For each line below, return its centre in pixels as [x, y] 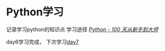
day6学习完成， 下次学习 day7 [43, 42]
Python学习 [35, 12]
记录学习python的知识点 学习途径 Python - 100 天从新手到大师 [82, 29]
